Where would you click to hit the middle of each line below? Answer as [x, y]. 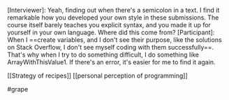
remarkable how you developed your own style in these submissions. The [113, 17]
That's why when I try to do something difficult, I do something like [103, 55]
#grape [18, 89]
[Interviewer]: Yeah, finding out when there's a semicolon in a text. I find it [113, 10]
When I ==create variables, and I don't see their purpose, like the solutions [114, 40]
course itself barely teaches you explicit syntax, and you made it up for [109, 25]
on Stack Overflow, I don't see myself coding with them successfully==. [111, 47]
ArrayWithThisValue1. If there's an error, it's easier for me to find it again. [111, 62]
